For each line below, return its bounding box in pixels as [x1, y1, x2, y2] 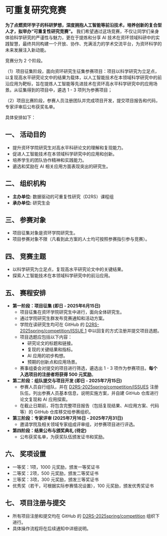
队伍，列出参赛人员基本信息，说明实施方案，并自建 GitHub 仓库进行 [19, 390, 159, 396]
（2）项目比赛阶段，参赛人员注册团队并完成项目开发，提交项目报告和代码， [5, 97, 161, 103]
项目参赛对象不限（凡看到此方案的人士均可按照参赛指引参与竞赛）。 [12, 236, 150, 242]
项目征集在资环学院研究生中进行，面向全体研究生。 [19, 309, 125, 315]
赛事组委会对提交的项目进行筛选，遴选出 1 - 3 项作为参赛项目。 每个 [19, 365, 158, 371]
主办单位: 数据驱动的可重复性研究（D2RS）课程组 [12, 193, 114, 200]
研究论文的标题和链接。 [27, 340, 76, 346]
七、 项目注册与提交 [5, 499, 66, 507]
